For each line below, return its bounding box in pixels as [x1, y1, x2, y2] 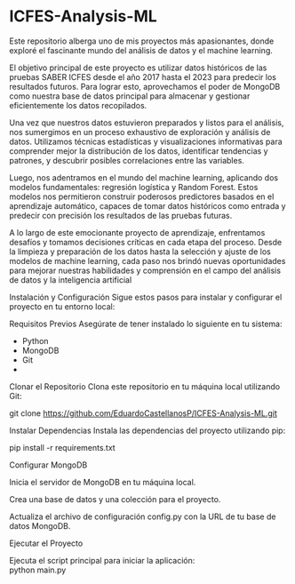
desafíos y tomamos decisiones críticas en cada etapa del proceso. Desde [9, 236, 283, 247]
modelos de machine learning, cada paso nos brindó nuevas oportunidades [9, 255, 286, 266]
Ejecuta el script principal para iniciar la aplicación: [9, 555, 195, 565]
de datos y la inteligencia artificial [9, 274, 132, 285]
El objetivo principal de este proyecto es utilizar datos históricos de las [9, 62, 267, 73]
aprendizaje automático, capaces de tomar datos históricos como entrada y [9, 200, 286, 211]
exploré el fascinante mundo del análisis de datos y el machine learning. [9, 44, 274, 55]
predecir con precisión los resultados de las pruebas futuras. [9, 210, 233, 220]
